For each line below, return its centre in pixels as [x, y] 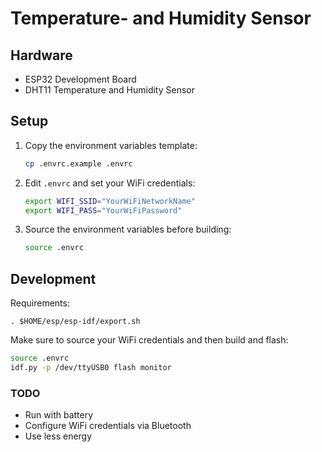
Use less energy [58, 436]
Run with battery [59, 415]
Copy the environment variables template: [111, 145]
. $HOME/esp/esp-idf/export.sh [75, 322]
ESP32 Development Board [80, 79]
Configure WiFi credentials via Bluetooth [108, 426]
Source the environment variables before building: [128, 229]
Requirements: [40, 303]
